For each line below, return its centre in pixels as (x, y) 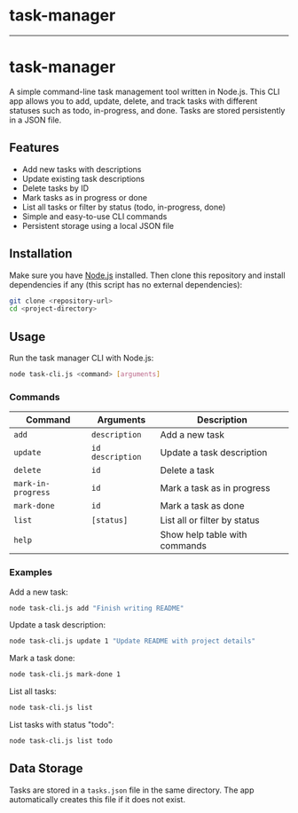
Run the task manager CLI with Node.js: (82, 358)
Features (34, 148)
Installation (41, 254)
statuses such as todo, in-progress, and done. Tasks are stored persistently (147, 110)
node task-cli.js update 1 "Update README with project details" (132, 641)
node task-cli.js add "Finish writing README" (97, 608)
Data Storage (46, 769)
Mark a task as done (202, 506)
